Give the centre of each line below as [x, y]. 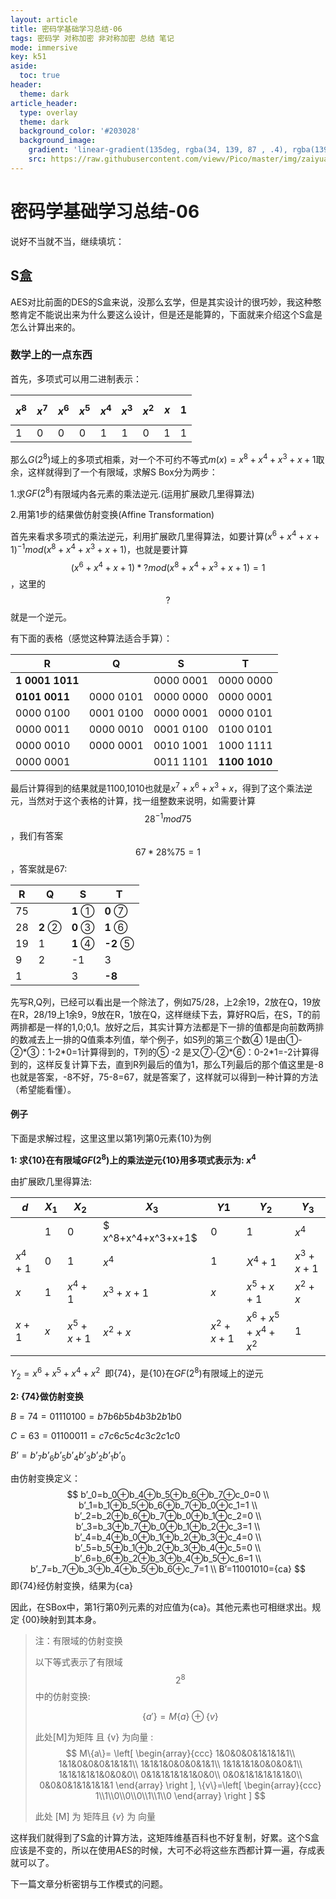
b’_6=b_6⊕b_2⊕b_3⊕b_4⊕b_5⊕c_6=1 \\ [168, 1558]
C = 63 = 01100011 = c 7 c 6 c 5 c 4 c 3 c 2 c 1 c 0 [95, 1435]
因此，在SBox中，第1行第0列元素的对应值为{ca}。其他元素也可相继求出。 [161, 1607]
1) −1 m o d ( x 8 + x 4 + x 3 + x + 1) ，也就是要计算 [99, 548]
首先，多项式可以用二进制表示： [76, 378]
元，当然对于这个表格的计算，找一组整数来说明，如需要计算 [133, 801]
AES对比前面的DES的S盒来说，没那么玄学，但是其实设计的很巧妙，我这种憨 [166, 302]
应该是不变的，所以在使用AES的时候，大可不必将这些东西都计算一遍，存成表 [168, 1850]
